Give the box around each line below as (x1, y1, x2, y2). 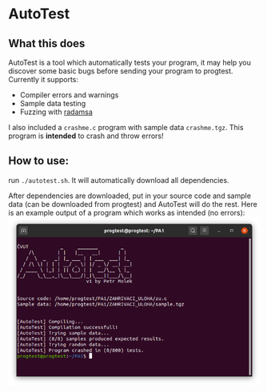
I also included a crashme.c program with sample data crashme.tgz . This (8, 123, 244, 132)
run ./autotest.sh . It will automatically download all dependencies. (8, 175, 229, 184)
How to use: (8, 154, 70, 168)
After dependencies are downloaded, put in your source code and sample (8, 191, 252, 200)
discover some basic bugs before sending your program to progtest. (8, 66, 233, 76)
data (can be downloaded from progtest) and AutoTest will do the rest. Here (8, 199, 257, 208)
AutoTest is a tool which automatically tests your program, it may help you (8, 57, 252, 67)
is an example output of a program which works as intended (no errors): (8, 208, 245, 217)
